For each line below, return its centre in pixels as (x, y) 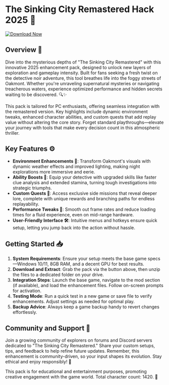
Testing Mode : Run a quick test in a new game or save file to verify (82, 296)
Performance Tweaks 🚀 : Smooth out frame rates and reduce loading (84, 209)
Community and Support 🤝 (48, 328)
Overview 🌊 (24, 50)
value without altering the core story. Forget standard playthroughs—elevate (84, 122)
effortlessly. (25, 312)
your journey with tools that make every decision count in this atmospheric (83, 128)
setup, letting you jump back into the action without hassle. (74, 228)
